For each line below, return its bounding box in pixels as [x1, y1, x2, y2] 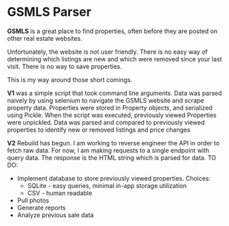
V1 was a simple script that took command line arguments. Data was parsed [7, 89, 222, 97]
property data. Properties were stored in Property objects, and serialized [7, 103, 213, 112]
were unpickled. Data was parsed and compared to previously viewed [7, 118, 205, 126]
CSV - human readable [27, 189, 93, 197]
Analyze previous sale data [17, 211, 94, 219]
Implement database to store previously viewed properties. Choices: [17, 174, 211, 183]
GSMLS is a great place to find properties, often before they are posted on [7, 27, 218, 35]
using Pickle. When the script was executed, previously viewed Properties [7, 111, 217, 119]
